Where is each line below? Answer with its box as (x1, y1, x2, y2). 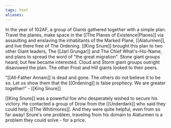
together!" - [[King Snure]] (5, 85, 61, 91)
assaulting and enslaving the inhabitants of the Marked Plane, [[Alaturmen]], (5, 37, 166, 44)
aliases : (5, 12, 24, 17)
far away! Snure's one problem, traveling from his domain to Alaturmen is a (5, 111, 163, 118)
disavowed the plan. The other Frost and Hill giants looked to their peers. (5, 65, 158, 71)
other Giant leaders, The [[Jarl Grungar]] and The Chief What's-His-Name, (5, 48, 162, 54)
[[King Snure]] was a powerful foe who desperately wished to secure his (5, 95, 158, 101)
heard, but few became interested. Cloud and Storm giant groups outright (5, 59, 160, 65)
